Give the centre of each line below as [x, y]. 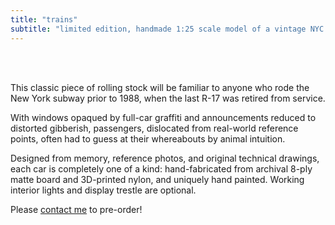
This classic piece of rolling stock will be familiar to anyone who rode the [160, 87]
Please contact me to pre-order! [76, 209]
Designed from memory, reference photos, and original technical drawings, [165, 158]
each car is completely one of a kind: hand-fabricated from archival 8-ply [161, 168]
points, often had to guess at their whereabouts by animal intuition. [148, 138]
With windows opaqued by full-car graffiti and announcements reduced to [163, 117]
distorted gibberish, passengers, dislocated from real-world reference [154, 128]
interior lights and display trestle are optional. [103, 190]
